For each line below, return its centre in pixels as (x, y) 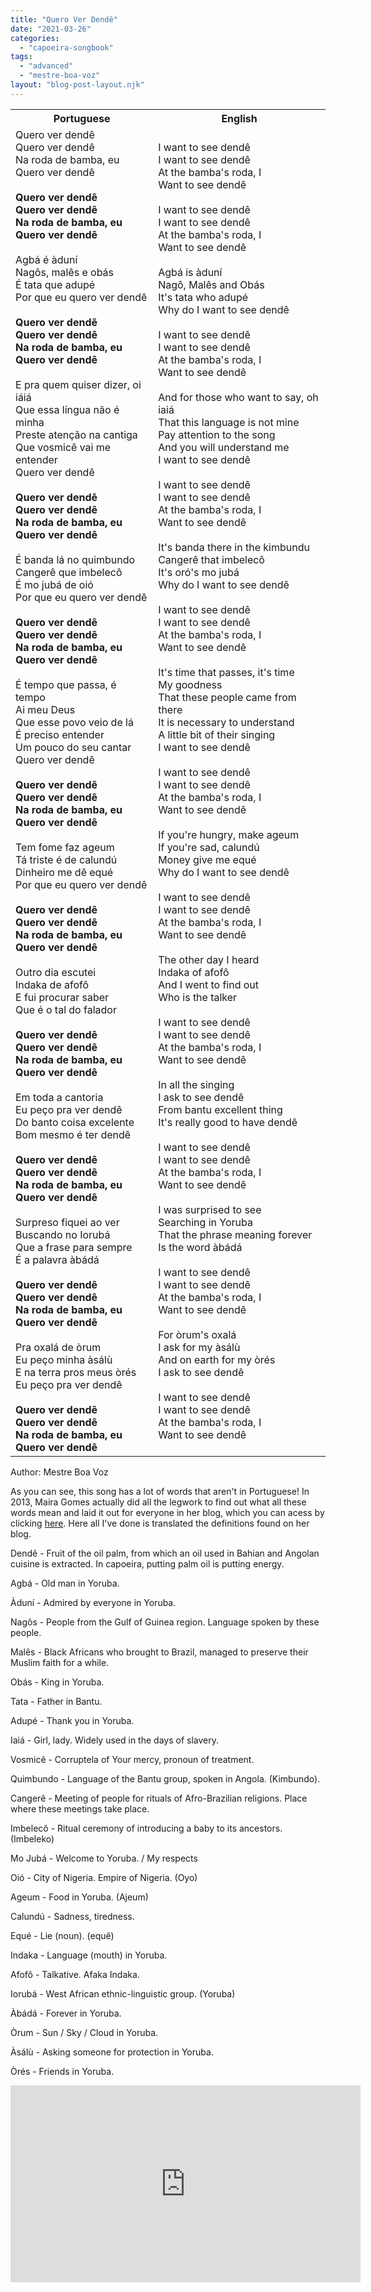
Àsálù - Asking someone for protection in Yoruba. (112, 2052)
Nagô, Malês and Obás (211, 284)
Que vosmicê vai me (63, 447)
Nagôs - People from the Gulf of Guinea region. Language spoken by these (165, 1622)
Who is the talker (198, 997)
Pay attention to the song (217, 434)
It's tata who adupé (203, 297)
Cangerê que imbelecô (69, 572)
